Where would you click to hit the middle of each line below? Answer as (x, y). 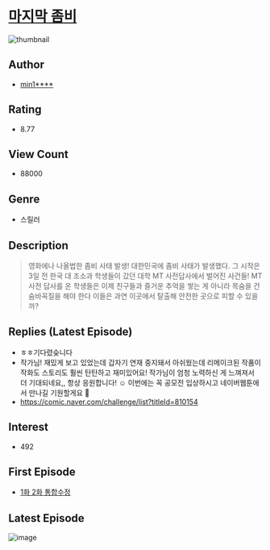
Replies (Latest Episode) (71, 332)
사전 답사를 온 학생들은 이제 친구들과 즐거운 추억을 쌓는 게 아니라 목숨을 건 (144, 286)
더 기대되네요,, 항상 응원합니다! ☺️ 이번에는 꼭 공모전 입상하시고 (119, 382)
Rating (25, 110)
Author (26, 65)
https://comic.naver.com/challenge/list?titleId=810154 (109, 402)
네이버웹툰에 (240, 382)
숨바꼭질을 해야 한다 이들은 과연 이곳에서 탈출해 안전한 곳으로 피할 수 (135, 296)
